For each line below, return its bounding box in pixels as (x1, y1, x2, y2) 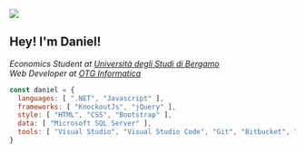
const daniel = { (9, 85, 75, 94)
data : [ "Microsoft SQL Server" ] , (17, 119, 152, 129)
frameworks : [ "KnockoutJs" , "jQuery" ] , (17, 102, 177, 111)
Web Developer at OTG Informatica (9, 68, 142, 79)
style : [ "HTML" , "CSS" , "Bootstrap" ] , (17, 110, 172, 120)
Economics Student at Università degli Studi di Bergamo (9, 58, 220, 69)
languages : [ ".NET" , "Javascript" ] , (17, 93, 165, 103)
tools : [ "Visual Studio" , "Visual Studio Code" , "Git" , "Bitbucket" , (17, 128, 290, 137)
